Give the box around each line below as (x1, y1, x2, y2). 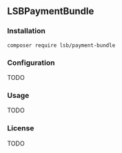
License (7, 123, 34, 133)
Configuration (7, 58, 55, 68)
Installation (7, 26, 46, 36)
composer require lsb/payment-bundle (7, 41, 116, 49)
